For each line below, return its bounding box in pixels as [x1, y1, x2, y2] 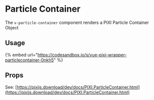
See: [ [5, 84, 17, 90]
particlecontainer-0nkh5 [5, 57, 54, 63]
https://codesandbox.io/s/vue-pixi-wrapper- [37, 52, 127, 58]
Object [5, 24, 19, 30]
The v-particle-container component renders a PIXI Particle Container [5, 20, 149, 25]
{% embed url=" [5, 52, 38, 58]
